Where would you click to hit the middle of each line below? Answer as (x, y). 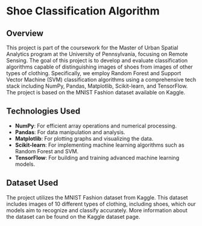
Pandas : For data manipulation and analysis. (70, 132)
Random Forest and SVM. (47, 151)
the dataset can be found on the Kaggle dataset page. (73, 216)
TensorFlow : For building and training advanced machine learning (97, 157)
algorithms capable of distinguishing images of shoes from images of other (99, 67)
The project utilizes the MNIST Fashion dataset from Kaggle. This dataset (97, 197)
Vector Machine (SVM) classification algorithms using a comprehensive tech (101, 80)
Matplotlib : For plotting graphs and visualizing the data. (84, 138)
